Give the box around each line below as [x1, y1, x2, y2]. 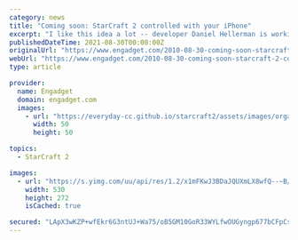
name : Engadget [17, 86, 74, 96]
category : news [9, 12, 66, 22]
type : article [9, 63, 62, 72]
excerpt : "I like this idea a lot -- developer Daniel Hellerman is [9, 29, 268, 38]
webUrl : [9, 54, 38, 63]
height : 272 [25, 193, 69, 203]
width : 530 [25, 185, 66, 194]
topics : [9, 144, 38, 154]
